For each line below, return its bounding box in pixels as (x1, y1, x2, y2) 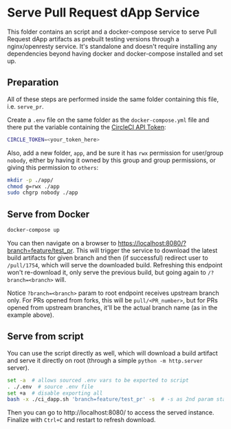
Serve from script (7, 331, 84, 342)
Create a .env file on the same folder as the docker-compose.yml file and (7, 115, 210, 124)
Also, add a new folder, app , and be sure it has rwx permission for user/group (7, 148, 223, 157)
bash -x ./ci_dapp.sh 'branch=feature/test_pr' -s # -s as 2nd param (7, 396, 214, 403)
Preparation (7, 77, 59, 89)
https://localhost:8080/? (118, 239, 187, 247)
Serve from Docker (7, 208, 90, 220)
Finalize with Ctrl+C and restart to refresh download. (7, 416, 156, 424)
